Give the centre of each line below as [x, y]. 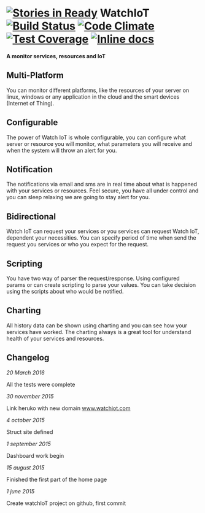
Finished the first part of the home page [57, 479]
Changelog [28, 358]
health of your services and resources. [55, 338]
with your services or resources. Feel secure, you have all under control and [102, 191]
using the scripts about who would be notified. [65, 291]
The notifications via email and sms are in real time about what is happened [102, 184]
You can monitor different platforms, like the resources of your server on [98, 90]
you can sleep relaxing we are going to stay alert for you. [78, 197]
